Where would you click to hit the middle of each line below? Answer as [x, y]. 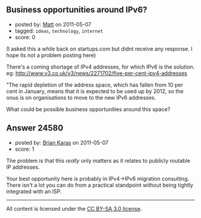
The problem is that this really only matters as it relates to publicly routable [98, 160]
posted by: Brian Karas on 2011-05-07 [62, 142]
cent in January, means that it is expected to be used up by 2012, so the [95, 91]
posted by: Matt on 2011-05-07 [53, 24]
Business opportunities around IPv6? [77, 10]
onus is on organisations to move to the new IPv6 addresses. [81, 97]
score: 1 [25, 149]
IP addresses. [23, 167]
